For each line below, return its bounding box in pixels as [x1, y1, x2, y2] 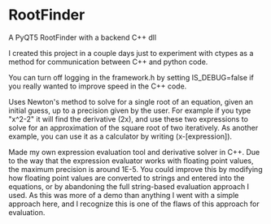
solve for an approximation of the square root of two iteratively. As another [8, 123, 259, 132]
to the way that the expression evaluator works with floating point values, [8, 156, 254, 166]
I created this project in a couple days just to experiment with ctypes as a [8, 48, 254, 58]
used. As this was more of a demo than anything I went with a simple [8, 190, 239, 200]
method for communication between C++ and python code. [8, 57, 208, 67]
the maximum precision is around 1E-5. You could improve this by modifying [8, 164, 263, 174]
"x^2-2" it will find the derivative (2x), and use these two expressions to [8, 114, 248, 123]
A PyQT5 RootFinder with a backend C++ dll [8, 32, 157, 42]
